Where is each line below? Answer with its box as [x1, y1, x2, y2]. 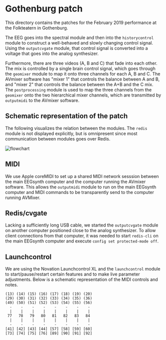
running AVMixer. [5, 194, 41, 200]
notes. [5, 282, 18, 288]
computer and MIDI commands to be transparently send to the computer [5, 189, 155, 195]
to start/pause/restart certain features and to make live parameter [5, 271, 140, 277]
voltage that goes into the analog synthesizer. [5, 50, 99, 56]
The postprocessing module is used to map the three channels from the [5, 86, 152, 92]
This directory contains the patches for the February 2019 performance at [5, 19, 157, 25]
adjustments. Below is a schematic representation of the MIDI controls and [5, 276, 158, 282]
